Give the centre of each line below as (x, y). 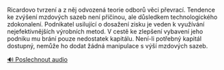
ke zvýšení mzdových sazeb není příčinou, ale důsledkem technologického (112, 17)
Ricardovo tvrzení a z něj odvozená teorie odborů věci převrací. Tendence (111, 10)
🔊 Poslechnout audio (38, 59)
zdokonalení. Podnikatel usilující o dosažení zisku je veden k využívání (106, 24)
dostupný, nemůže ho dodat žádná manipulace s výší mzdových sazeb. (108, 46)
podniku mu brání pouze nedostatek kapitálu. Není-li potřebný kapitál (104, 39)
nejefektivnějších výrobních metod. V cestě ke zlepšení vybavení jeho (105, 31)
